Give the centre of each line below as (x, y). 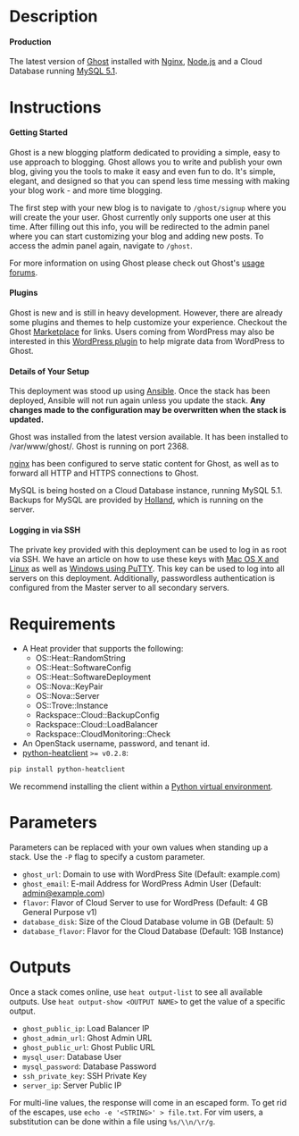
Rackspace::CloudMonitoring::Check (103, 734)
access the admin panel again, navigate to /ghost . (101, 245)
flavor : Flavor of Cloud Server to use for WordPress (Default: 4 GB (145, 903)
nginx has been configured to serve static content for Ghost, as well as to (144, 464)
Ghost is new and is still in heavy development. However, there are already (146, 312)
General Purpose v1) (60, 913)
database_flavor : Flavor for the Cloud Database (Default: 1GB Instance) (153, 931)
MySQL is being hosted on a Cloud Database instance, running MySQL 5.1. (146, 491)
